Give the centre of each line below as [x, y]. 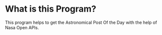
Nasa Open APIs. [22, 27]
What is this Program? [51, 9]
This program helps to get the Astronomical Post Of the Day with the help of [81, 22]
